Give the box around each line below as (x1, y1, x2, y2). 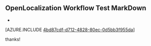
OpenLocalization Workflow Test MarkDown (5, 4, 146, 12)
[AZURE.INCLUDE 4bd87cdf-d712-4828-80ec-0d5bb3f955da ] (5, 27, 135, 33)
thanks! (5, 36, 21, 42)
